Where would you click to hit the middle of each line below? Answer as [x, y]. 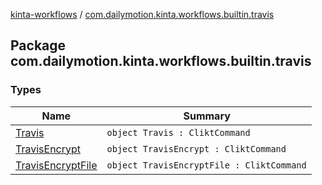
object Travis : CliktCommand [178, 132]
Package [38, 45]
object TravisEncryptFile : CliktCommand [206, 165]
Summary [207, 116]
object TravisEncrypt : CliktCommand [196, 148]
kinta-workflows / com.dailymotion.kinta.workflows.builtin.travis [142, 14]
